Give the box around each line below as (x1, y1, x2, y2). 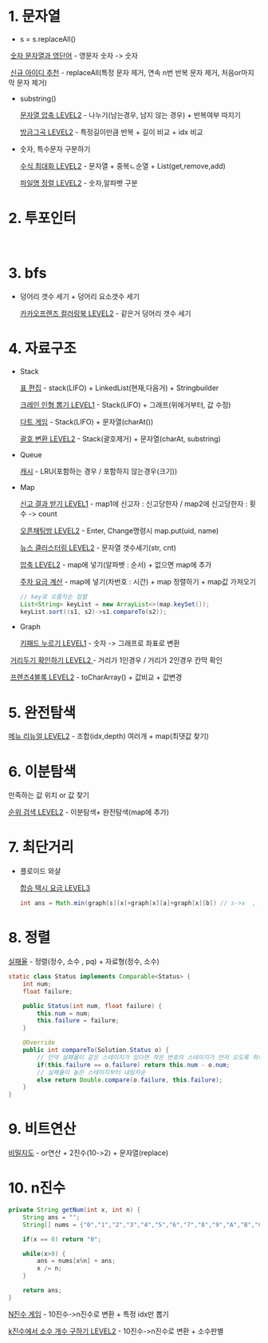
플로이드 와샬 (19, 867, 61, 876)
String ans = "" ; (22, 1213, 81, 1221)
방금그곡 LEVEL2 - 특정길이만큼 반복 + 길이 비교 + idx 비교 (19, 127, 203, 137)
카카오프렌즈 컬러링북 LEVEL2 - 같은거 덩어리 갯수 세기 (19, 309, 191, 318)
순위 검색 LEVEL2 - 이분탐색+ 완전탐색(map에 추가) (8, 807, 170, 817)
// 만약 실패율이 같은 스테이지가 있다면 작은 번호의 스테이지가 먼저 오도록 (37, 1053, 250, 1062)
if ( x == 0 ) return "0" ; (22, 1235, 102, 1243)
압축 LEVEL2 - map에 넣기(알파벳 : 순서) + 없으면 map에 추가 (19, 560, 212, 569)
